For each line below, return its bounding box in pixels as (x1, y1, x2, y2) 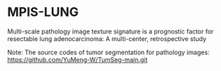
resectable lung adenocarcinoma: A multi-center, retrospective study (7, 34, 207, 42)
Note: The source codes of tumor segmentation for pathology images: (7, 48, 210, 56)
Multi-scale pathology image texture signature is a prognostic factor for (7, 27, 214, 35)
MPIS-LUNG (7, 4, 79, 20)
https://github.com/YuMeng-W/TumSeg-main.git (7, 55, 148, 63)
